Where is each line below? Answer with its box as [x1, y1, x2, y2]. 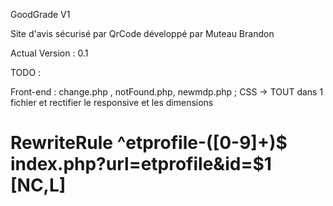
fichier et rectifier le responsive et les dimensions [10, 97, 214, 108]
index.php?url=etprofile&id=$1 [10, 153, 272, 176]
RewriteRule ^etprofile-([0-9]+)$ [10, 132, 288, 154]
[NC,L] [10, 174, 67, 197]
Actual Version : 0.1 [10, 47, 89, 59]
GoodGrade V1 [10, 9, 71, 20]
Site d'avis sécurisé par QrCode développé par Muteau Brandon [10, 28, 275, 39]
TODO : [10, 67, 42, 78]
